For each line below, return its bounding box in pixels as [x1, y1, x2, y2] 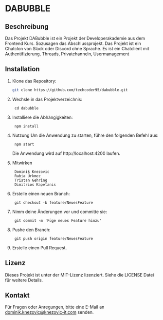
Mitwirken [12, 160, 33, 166]
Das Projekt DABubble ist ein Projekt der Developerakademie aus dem [5, 35, 145, 41]
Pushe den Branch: [12, 227, 51, 233]
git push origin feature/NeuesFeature [14, 236, 93, 241]
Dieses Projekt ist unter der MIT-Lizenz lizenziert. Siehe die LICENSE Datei [5, 272, 154, 277]
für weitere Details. [5, 277, 43, 283]
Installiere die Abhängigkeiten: [12, 114, 73, 120]
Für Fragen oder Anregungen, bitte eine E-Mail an [5, 304, 105, 310]
